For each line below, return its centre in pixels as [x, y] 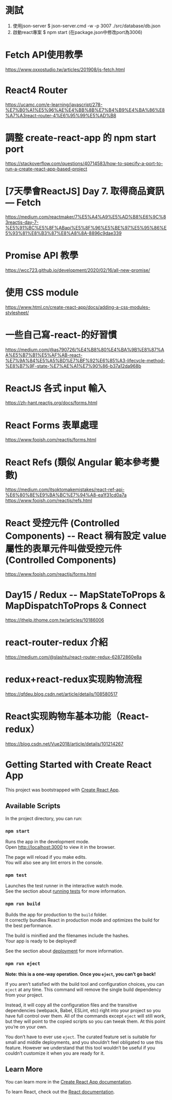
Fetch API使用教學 [44, 55]
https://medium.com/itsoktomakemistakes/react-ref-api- [65, 490]
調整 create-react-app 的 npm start [81, 138]
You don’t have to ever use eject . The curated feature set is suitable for [81, 1037]
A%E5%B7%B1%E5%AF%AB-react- [44, 355]
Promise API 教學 [42, 255]
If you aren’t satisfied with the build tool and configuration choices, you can [85, 984]
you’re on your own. [26, 1026]
